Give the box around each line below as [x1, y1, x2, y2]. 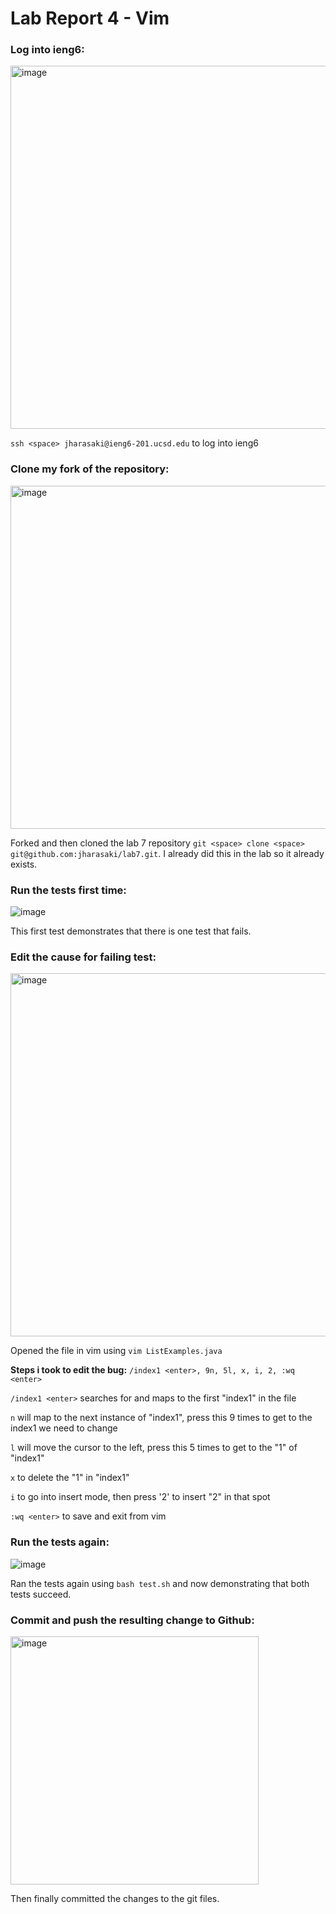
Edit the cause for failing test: [10, 950, 157, 964]
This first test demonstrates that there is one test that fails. [10, 925, 252, 937]
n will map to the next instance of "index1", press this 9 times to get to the [10, 1412, 313, 1424]
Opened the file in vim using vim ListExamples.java [10, 1345, 223, 1357]
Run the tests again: [10, 1535, 110, 1549]
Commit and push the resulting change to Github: [10, 1613, 255, 1627]
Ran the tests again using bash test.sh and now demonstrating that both [10, 1577, 310, 1589]
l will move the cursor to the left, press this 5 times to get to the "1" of [10, 1442, 298, 1454]
